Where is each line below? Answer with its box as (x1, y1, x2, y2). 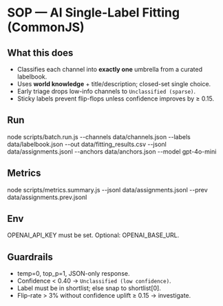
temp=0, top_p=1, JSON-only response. (17, 269, 130, 278)
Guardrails (7, 251, 53, 263)
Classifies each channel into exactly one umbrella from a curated (17, 65, 203, 73)
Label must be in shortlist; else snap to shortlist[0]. (17, 284, 162, 292)
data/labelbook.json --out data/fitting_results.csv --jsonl (7, 140, 167, 148)
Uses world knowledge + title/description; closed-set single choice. (17, 80, 211, 88)
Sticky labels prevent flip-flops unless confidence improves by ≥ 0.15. (17, 94, 215, 103)
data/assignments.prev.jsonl (7, 193, 87, 201)
